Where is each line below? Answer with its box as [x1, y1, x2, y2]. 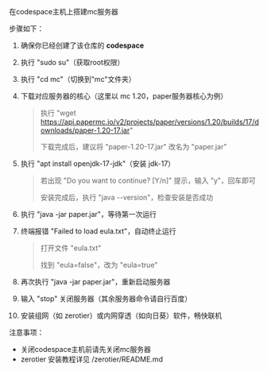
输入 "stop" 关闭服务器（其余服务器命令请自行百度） [20, 294, 192, 303]
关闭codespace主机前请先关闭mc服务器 [20, 345, 152, 354]
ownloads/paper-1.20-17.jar [40, 126, 130, 135]
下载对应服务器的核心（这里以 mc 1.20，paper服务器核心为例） [20, 91, 228, 101]
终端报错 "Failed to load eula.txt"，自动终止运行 [20, 226, 176, 236]
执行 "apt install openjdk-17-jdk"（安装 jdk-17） [20, 159, 176, 168]
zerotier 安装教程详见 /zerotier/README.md [20, 354, 164, 364]
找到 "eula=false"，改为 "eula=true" [40, 261, 158, 269]
